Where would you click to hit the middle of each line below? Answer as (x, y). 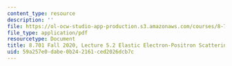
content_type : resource (41, 13)
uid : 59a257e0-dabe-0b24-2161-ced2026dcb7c (71, 52)
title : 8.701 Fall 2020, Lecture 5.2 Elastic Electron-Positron (101, 45)
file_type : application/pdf (48, 33)
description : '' (30, 20)
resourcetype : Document (41, 39)
